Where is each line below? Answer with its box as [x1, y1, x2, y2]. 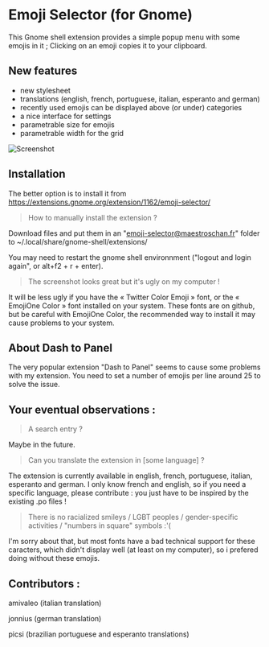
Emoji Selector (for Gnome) [8, 6, 193, 24]
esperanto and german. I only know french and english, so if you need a [8, 480, 247, 489]
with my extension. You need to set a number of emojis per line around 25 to [8, 371, 261, 381]
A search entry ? [27, 424, 83, 434]
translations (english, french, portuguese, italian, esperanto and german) [19, 94, 261, 104]
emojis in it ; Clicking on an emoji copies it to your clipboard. [8, 40, 207, 50]
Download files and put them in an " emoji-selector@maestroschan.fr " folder [8, 228, 260, 238]
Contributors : [8, 577, 80, 591]
